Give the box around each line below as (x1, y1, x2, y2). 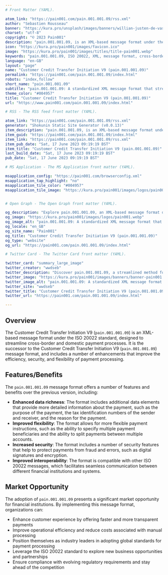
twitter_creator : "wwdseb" (5, 265, 61, 270)
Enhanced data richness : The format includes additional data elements (12, 399, 160, 405)
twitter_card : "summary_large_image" (5, 261, 84, 266)
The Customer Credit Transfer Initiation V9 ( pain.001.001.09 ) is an (5, 329, 141, 336)
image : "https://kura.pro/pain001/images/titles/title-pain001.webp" (5, 49, 153, 54)
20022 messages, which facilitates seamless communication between (12, 463, 157, 469)
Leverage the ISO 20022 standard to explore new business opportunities (12, 548, 162, 554)
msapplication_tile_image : (5, 187, 61, 193)
